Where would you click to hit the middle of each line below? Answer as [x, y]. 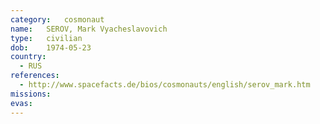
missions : [31, 94]
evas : [21, 103]
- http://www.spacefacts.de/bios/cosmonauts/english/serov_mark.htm [165, 85]
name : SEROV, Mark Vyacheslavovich [89, 29]
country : [28, 57]
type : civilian [46, 38]
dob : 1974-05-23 [51, 47]
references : [35, 76]
